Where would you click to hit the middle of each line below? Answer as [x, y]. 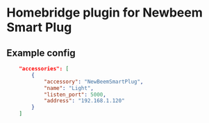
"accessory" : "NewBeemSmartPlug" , [93, 82]
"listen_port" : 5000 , [75, 95]
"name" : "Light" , [69, 88]
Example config [41, 53]
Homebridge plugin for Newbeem [104, 13]
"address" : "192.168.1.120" [84, 101]
